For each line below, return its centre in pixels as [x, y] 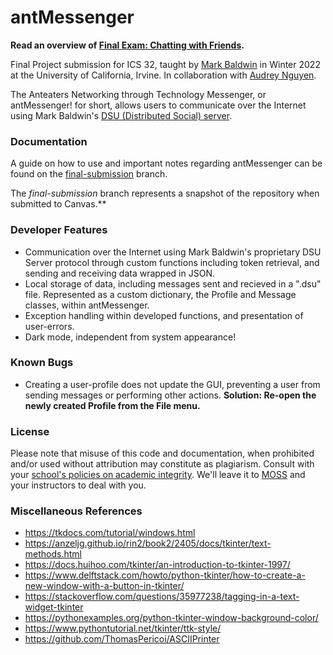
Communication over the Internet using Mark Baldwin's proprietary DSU [173, 252]
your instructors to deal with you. [78, 485]
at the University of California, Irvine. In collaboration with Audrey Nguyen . [163, 75]
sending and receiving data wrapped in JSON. [119, 273]
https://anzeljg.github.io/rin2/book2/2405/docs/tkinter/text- [148, 543]
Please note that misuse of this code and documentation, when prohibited [162, 453]
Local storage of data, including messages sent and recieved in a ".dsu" [173, 283]
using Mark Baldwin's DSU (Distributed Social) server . [121, 115]
